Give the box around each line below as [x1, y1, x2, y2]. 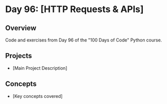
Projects [5, 51, 32, 60]
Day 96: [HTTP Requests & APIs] [5, 4, 144, 15]
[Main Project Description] [12, 65, 68, 71]
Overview [5, 24, 37, 32]
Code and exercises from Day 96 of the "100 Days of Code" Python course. [5, 37, 162, 43]
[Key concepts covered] [12, 93, 63, 99]
